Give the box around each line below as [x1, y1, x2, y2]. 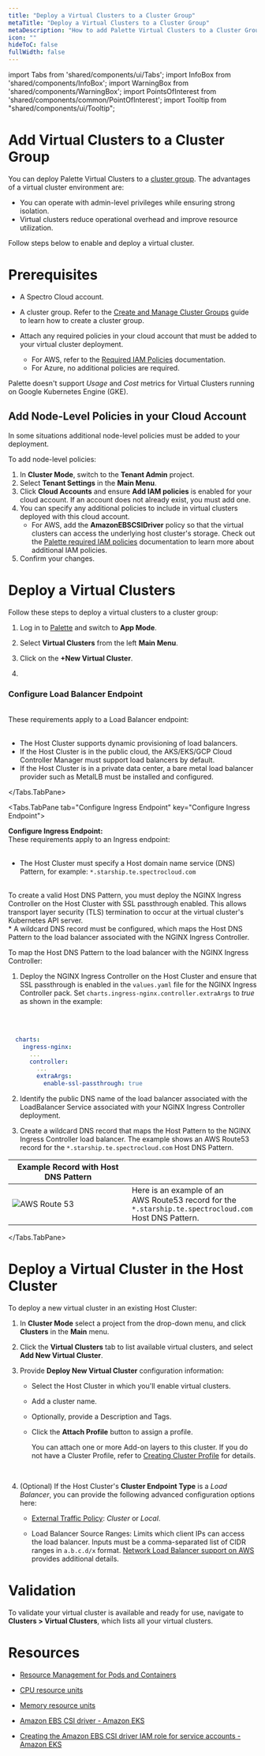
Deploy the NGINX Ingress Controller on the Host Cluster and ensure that [19, 971, 257, 980]
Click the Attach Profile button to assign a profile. [31, 1427, 193, 1436]
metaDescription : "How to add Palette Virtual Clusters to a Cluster [8, 26, 242, 34]
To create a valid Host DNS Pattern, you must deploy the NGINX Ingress [8, 890, 242, 900]
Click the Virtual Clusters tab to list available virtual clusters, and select [19, 1342, 254, 1352]
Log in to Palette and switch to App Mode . [19, 622, 158, 632]
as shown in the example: [19, 996, 103, 1006]
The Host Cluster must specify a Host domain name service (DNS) [19, 858, 235, 867]
